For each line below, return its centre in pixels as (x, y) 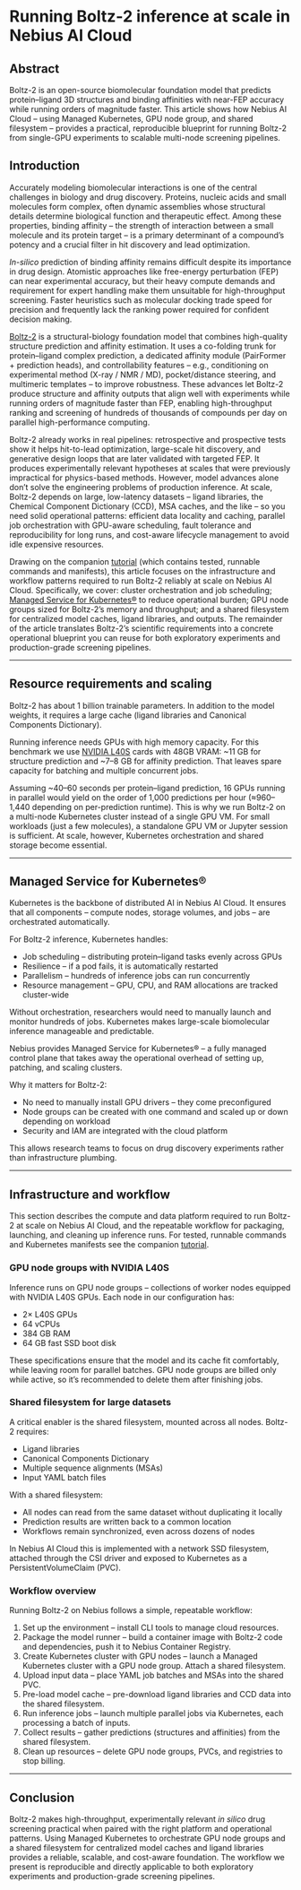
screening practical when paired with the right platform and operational (141, 1828)
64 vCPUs (41, 1324)
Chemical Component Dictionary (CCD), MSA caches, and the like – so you (147, 506)
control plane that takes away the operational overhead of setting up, (137, 1058)
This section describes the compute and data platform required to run (138, 1216)
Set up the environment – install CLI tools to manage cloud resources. (150, 1627)
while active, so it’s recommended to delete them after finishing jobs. (136, 1379)
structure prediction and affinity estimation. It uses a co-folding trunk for (143, 346)
